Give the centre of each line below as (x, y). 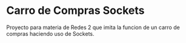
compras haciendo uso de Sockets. (50, 33)
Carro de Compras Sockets (75, 11)
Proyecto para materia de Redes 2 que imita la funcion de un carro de (93, 27)
